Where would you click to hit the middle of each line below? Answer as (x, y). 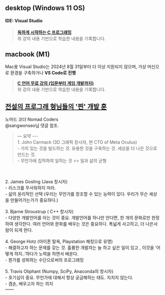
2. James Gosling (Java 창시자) (37, 182)
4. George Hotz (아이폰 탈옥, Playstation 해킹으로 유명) (59, 242)
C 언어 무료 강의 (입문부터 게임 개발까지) (55, 83)
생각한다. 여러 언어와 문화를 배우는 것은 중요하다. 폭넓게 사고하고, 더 (79, 224)
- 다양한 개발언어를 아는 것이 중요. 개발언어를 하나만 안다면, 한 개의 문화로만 (78, 218)
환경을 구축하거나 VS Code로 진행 (43, 73)
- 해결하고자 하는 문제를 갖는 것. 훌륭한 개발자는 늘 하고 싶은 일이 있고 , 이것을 (80, 248)
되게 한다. (23, 230)
